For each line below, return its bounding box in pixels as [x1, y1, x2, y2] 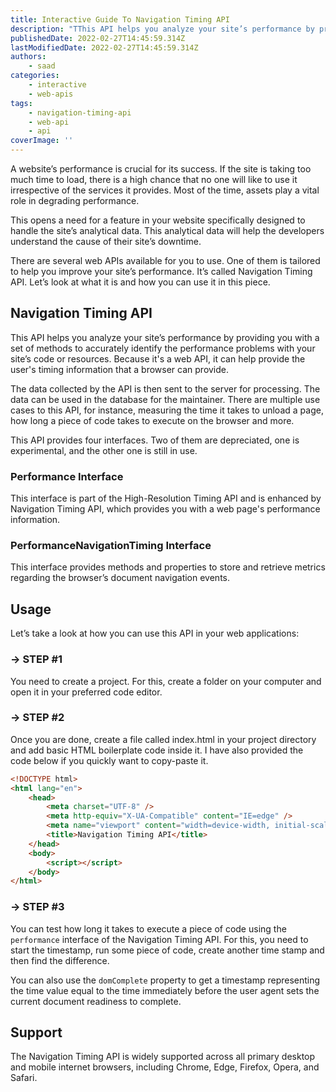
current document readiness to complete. [10, 995, 182, 1007]
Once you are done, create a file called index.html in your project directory [10, 733, 317, 745]
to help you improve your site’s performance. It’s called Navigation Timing [10, 266, 313, 277]
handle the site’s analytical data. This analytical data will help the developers [10, 225, 325, 236]
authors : [10, 52, 47, 62]
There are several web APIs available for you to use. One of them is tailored [10, 255, 321, 266]
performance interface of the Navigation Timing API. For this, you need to [10, 933, 309, 945]
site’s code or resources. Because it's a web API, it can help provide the [10, 352, 306, 365]
